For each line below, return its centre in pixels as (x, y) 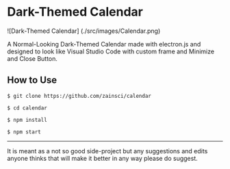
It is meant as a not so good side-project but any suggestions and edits (107, 151)
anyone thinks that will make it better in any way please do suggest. (103, 158)
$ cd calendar (27, 108)
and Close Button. (33, 58)
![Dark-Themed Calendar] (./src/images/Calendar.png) (84, 31)
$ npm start (24, 132)
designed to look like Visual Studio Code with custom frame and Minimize (111, 51)
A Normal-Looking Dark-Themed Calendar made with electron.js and (104, 44)
